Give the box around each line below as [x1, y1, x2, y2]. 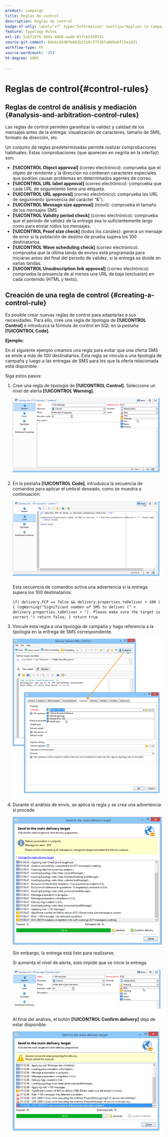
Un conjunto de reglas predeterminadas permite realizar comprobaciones [5, 144, 156, 150]
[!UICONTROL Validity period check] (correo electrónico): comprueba [12, 213, 158, 219]
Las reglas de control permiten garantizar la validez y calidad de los [5, 124, 144, 130]
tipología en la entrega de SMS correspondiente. [12, 629, 112, 635]
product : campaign [5, 8, 43, 13]
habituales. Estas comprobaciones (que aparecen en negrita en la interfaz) [5, 150, 159, 156]
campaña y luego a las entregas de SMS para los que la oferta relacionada [5, 358, 158, 364]
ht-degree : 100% [5, 56, 39, 61]
